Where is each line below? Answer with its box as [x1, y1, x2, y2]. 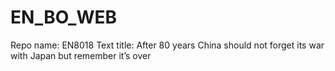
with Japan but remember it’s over [10, 49, 152, 61]
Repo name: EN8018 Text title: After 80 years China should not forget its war [10, 39, 325, 51]
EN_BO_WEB [10, 6, 118, 29]
